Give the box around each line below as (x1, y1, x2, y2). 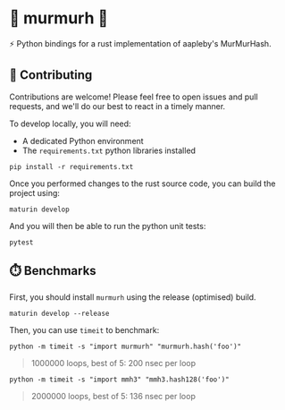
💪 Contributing (9, 67, 93, 83)
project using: (9, 187, 61, 198)
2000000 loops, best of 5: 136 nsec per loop (30, 390, 197, 401)
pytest (9, 237, 34, 247)
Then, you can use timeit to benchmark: (9, 324, 160, 335)
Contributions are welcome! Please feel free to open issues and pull (9, 91, 258, 102)
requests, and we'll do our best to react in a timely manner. (9, 100, 226, 111)
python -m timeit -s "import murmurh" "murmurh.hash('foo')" (9, 342, 242, 351)
